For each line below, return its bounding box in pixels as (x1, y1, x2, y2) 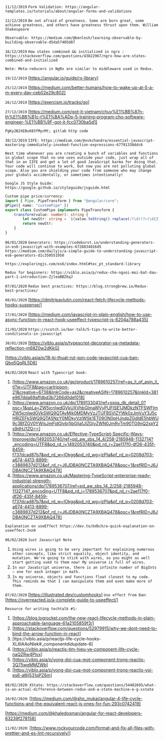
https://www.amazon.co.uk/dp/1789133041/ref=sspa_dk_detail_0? (14, 399, 146, 405)
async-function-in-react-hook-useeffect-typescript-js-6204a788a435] (5, 317, 148, 322)
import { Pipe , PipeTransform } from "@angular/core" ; (5, 198, 119, 203)
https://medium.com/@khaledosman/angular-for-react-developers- (6, 710, 143, 716)
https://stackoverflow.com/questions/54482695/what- (46, 683, 156, 688)
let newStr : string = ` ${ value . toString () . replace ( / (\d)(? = (22, 217, 147, 222)
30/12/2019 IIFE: (5, 138, 40, 143)
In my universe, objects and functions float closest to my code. (12, 574, 150, 579)
